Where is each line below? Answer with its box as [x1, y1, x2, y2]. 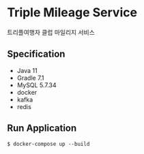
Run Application [7, 123, 77, 134]
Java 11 [16, 66, 38, 74]
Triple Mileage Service [7, 5, 138, 20]
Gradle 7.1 [16, 74, 44, 82]
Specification [7, 48, 66, 60]
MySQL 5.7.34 [16, 80, 57, 89]
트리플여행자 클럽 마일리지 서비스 [7, 28, 96, 36]
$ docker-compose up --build [7, 140, 90, 147]
